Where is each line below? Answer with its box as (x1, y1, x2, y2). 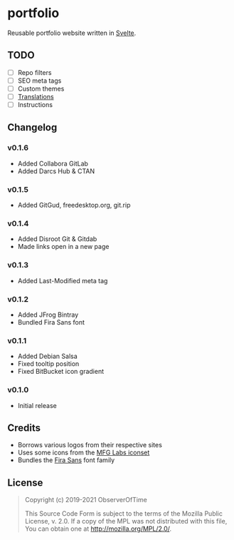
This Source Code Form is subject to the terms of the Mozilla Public (24, 509, 223, 518)
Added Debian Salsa (17, 352, 78, 361)
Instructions (17, 101, 53, 108)
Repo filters (17, 68, 52, 76)
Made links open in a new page (17, 243, 110, 251)
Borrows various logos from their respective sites (17, 441, 162, 449)
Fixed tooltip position (17, 360, 80, 368)
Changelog (7, 121, 58, 133)
